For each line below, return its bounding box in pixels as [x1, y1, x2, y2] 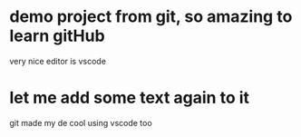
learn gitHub [9, 25, 106, 46]
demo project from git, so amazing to [9, 6, 293, 27]
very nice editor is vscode [9, 55, 107, 66]
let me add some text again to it [9, 88, 250, 108]
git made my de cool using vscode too [9, 117, 152, 128]
